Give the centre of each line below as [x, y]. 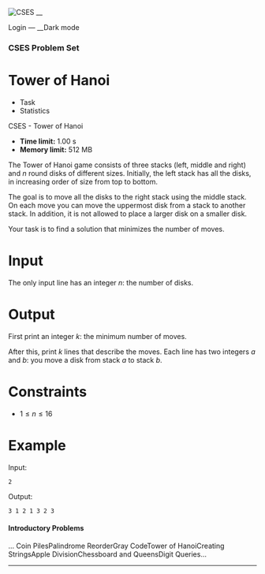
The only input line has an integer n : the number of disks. [101, 282]
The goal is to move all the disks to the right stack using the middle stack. [127, 196]
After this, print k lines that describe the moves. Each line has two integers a [132, 352]
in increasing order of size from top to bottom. [83, 181]
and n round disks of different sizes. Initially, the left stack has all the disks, [130, 173]
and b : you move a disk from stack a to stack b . [86, 360]
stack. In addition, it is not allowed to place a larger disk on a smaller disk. [127, 214]
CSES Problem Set [44, 47]
